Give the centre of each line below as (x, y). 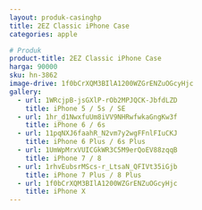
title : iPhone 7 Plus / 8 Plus (84, 175)
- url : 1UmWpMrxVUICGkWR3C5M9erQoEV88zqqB (97, 150)
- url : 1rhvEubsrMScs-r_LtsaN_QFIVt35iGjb (97, 166)
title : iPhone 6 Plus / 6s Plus (85, 142)
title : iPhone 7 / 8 (63, 158)
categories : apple (43, 34)
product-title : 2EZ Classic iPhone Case (86, 59)
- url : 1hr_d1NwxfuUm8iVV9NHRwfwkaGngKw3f (97, 117)
